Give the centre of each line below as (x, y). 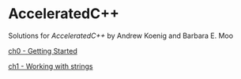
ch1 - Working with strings (51, 66)
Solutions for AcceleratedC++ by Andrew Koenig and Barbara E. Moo (121, 36)
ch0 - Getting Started (43, 51)
